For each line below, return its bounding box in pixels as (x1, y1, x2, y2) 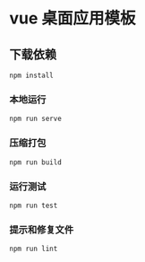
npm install (9, 71, 54, 80)
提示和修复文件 (9, 223, 74, 236)
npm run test (9, 201, 58, 210)
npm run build (9, 158, 63, 167)
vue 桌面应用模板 (9, 8, 136, 29)
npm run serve (9, 114, 63, 124)
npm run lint (9, 244, 58, 254)
